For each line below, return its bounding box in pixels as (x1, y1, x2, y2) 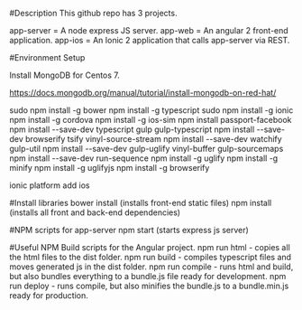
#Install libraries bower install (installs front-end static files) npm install (9, 198, 272, 208)
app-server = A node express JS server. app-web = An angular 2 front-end (9, 25, 288, 35)
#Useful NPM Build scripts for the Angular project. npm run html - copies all (9, 242, 290, 252)
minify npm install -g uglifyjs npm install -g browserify (9, 163, 210, 173)
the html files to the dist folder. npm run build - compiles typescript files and (9, 252, 291, 262)
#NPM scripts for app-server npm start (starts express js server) (9, 225, 250, 235)
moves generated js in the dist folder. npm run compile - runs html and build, (9, 261, 294, 272)
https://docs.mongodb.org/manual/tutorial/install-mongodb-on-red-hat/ (9, 88, 277, 98)
